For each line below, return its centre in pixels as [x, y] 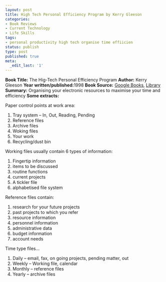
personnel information [35, 223]
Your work [23, 136]
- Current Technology [28, 28]
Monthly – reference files [38, 269]
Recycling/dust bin [31, 142]
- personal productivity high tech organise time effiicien [69, 42]
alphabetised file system [38, 187]
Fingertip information [34, 161]
